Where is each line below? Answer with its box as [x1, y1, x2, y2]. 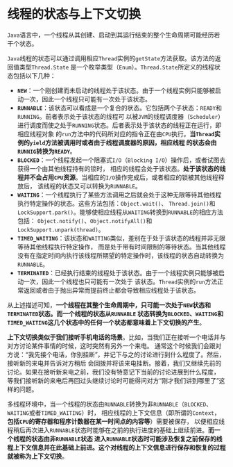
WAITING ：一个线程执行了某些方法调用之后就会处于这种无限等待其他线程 [17, 190, 222, 199]
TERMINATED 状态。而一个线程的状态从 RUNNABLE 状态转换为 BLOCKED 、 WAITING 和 [7, 309, 224, 318]
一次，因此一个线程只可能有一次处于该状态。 [23, 95, 151, 103]
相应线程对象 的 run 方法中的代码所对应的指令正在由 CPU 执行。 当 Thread [17, 129, 215, 138]
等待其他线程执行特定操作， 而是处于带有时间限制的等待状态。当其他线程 [17, 243, 226, 251]
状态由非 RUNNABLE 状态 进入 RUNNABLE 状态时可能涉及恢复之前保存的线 [31, 434, 223, 443]
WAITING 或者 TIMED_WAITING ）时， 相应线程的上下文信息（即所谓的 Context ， [7, 408, 221, 417]
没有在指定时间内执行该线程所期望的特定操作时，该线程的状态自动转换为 [17, 251, 224, 259]
